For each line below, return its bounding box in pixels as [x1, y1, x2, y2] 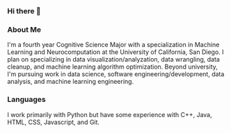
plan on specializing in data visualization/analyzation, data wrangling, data [7, 55, 221, 64]
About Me [7, 24, 42, 34]
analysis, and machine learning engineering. [7, 78, 134, 86]
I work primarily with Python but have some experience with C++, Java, [7, 110, 212, 118]
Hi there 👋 [7, 6, 42, 16]
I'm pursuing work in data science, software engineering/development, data [7, 70, 225, 78]
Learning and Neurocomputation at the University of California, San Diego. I [7, 48, 224, 56]
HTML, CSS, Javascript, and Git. [7, 118, 99, 126]
